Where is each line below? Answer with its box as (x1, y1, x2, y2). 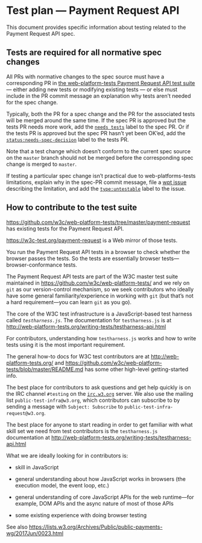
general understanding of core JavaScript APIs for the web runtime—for (14, 493, 194, 501)
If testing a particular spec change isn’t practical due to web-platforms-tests (6, 172, 196, 179)
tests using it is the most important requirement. (6, 341, 125, 348)
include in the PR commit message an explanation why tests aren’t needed (6, 92, 191, 100)
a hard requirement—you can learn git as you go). (6, 298, 131, 305)
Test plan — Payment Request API (6, 4, 180, 17)
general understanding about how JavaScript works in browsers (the (14, 475, 186, 483)
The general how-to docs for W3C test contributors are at (6, 352, 150, 360)
